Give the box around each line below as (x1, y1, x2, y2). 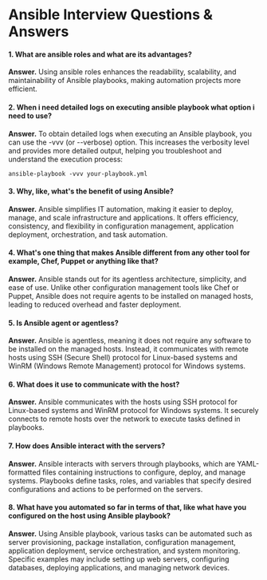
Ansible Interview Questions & (8, 6, 214, 24)
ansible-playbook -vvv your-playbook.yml (8, 169, 148, 177)
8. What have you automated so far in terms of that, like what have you (8, 503, 247, 512)
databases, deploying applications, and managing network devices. (8, 562, 230, 572)
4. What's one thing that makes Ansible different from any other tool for (8, 248, 250, 257)
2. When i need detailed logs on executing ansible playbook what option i (8, 102, 255, 112)
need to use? (8, 110, 53, 121)
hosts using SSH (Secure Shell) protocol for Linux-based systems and (8, 353, 238, 363)
